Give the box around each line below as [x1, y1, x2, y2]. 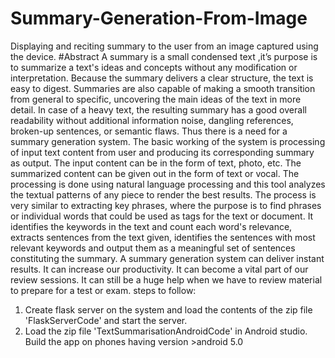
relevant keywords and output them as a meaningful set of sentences [10, 242, 296, 254]
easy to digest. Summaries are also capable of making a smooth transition [10, 82, 316, 94]
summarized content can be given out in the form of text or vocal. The [10, 167, 300, 179]
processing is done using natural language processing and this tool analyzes [10, 178, 326, 190]
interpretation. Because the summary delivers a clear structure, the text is [10, 72, 314, 84]
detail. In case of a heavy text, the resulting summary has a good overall [10, 103, 307, 116]
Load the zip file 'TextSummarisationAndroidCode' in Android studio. [24, 325, 308, 337]
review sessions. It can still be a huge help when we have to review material [10, 273, 323, 286]
